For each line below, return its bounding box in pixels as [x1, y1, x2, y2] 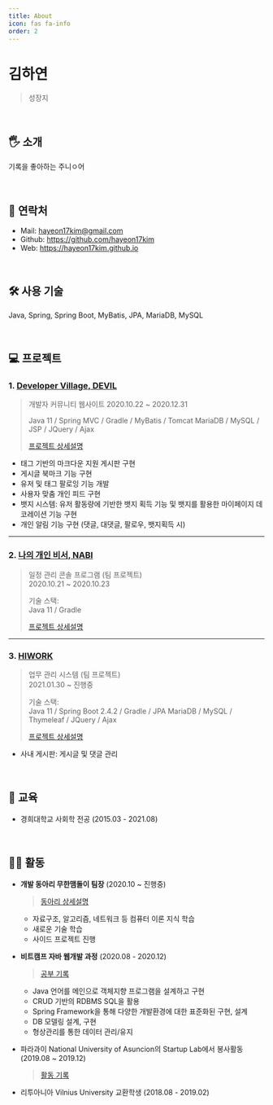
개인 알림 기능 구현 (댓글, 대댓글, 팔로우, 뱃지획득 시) [19, 520, 186, 529]
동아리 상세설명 [40, 897, 89, 906]
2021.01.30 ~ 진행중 [28, 680, 93, 690]
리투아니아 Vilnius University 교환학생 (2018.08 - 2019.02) [19, 1087, 210, 1097]
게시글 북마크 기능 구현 [19, 469, 93, 479]
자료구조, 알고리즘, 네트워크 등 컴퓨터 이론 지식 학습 [32, 914, 195, 923]
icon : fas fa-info [8, 20, 71, 28]
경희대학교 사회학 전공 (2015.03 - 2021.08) [19, 813, 158, 823]
